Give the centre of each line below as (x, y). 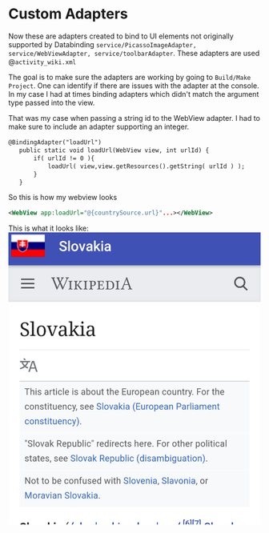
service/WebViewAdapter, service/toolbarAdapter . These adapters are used (134, 53)
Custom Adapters (68, 14)
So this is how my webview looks (63, 197)
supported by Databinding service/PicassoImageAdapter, (102, 44)
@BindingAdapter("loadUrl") (55, 142)
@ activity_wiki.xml (42, 62)
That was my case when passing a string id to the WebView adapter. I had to (134, 118)
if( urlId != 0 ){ (64, 158)
